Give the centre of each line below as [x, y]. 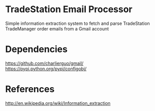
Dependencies [36, 49]
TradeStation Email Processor [69, 9]
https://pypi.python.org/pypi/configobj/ [46, 68]
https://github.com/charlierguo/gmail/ [44, 63]
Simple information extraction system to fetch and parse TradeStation [77, 23]
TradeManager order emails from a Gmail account [57, 28]
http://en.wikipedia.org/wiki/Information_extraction [58, 103]
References [30, 89]
